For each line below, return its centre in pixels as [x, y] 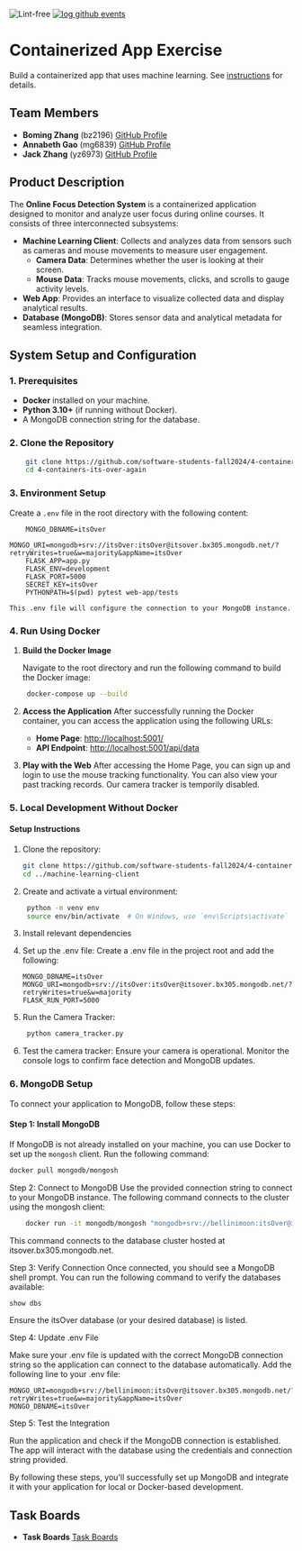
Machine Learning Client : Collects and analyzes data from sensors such [157, 241]
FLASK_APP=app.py [58, 561]
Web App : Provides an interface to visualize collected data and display [153, 298]
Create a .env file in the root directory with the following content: [129, 513]
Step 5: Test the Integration [60, 1423]
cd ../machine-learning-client [81, 874]
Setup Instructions [45, 829]
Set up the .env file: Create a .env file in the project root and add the [148, 951]
